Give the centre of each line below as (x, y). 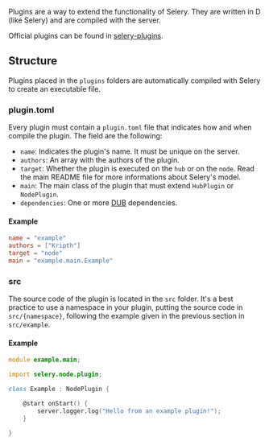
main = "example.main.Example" (61, 261)
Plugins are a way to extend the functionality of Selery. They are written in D (134, 12)
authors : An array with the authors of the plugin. (99, 160)
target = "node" (35, 253)
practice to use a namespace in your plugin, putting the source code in (126, 307)
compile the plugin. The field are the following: (85, 136)
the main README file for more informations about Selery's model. (130, 177)
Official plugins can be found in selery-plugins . (86, 36)
